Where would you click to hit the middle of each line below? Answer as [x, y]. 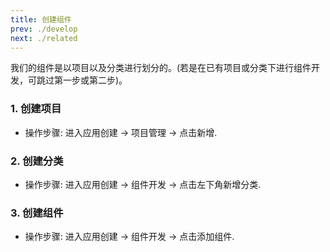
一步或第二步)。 [95, 80]
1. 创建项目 [36, 109]
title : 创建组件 [41, 19]
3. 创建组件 [37, 213]
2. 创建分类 [37, 161]
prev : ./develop [44, 29]
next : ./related [44, 38]
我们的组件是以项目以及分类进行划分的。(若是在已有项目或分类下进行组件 [161, 68]
